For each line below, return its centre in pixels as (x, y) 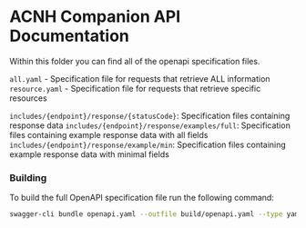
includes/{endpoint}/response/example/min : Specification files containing (148, 144)
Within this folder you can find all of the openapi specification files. (135, 61)
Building (28, 177)
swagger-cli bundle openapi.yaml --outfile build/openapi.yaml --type (146, 214)
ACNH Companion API (95, 17)
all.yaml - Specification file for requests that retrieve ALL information (140, 78)
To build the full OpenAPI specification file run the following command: (142, 198)
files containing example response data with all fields (109, 134)
